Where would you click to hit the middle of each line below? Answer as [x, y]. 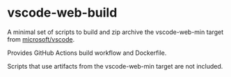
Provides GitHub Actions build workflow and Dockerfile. [87, 53]
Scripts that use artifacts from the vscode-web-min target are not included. [115, 66]
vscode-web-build [62, 13]
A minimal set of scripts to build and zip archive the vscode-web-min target [115, 32]
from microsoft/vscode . [41, 39]
